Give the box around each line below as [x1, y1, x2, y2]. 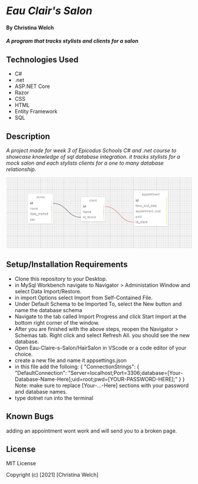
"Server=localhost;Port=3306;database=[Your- [68, 369, 183, 376]
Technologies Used [6, 54, 78, 64]
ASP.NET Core [14, 83, 50, 90]
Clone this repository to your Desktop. [14, 275, 107, 282]
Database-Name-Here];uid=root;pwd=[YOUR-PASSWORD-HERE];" [14, 375, 178, 382]
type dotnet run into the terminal [14, 394, 94, 401]
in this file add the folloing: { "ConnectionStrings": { [14, 363, 140, 370]
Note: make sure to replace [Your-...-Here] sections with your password [14, 382, 189, 389]
